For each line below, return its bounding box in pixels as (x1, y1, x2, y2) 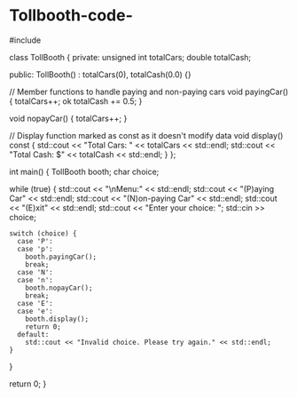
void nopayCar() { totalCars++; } (9, 113, 128, 123)
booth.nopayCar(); (25, 283, 93, 292)
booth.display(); (25, 314, 90, 323)
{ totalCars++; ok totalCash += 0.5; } (9, 95, 143, 107)
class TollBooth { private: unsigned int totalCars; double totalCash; (9, 52, 252, 62)
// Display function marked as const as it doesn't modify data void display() (9, 130, 284, 140)
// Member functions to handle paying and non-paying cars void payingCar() (9, 86, 289, 97)
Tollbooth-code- (9, 5, 133, 26)
